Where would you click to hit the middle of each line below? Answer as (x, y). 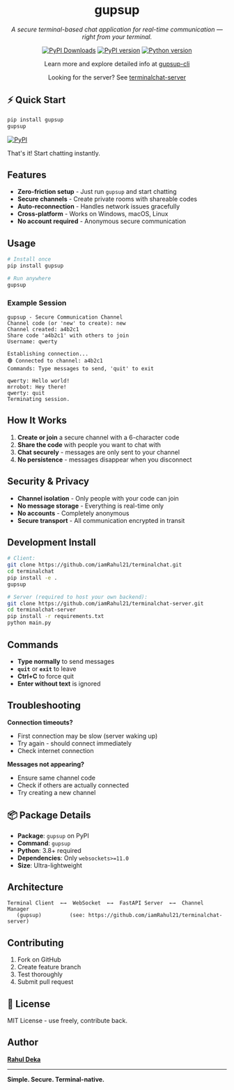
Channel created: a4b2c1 (43, 329)
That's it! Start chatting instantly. (54, 153)
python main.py (29, 623)
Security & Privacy (48, 482)
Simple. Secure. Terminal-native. (56, 1079)
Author (23, 1042)
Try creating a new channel (56, 792)
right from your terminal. (117, 36)
